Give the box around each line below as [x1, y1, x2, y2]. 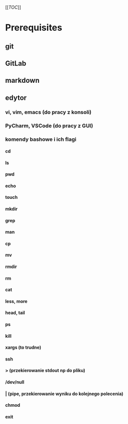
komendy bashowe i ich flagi [5, 136, 77, 143]
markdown [5, 76, 40, 85]
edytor [5, 93, 27, 102]
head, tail [5, 310, 25, 316]
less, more [5, 298, 28, 304]
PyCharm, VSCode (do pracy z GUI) [5, 122, 93, 129]
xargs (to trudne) [5, 344, 42, 350]
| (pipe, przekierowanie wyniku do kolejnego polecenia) [5, 391, 124, 397]
